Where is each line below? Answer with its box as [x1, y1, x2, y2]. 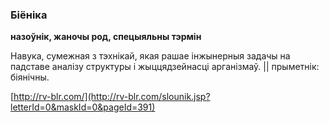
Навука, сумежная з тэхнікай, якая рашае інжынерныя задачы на [10, 50, 291, 62]
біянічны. [10, 71, 50, 83]
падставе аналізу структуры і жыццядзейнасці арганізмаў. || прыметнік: [10, 61, 320, 73]
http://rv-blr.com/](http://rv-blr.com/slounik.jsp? [13, 91, 211, 103]
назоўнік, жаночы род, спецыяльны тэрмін [10, 31, 202, 43]
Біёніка [10, 8, 48, 22]
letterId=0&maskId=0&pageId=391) [10, 101, 156, 113]
